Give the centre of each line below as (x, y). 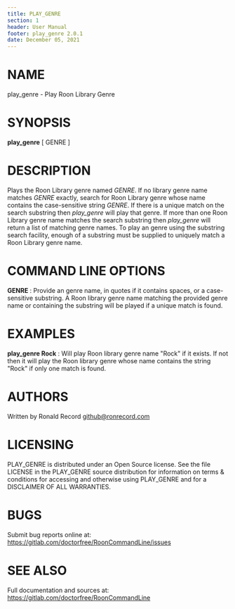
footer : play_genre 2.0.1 (45, 33)
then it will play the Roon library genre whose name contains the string (109, 360)
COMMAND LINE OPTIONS (86, 271)
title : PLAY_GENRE (34, 14)
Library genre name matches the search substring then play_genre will (109, 220)
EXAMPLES (41, 334)
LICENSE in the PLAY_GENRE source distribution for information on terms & (116, 472)
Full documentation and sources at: (58, 590)
